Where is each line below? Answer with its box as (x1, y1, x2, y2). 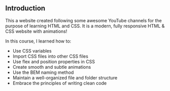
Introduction (5, 4, 46, 13)
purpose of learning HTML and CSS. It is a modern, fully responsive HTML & (5, 23, 165, 29)
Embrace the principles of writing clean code (12, 80, 107, 86)
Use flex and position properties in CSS (12, 58, 95, 65)
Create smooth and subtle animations (12, 64, 91, 70)
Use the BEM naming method (12, 69, 74, 75)
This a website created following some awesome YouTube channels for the (5, 17, 162, 23)
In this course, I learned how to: (5, 38, 72, 44)
